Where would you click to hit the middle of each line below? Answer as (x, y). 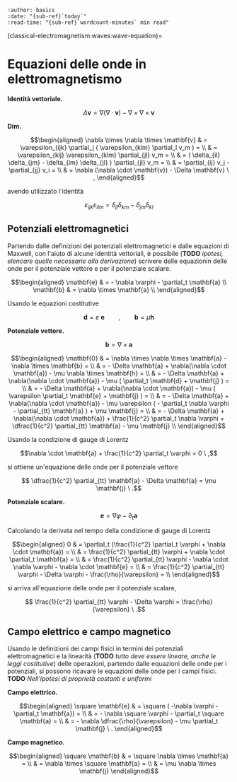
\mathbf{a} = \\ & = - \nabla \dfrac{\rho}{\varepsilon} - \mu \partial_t (119, 721)
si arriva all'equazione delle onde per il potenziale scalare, (92, 588)
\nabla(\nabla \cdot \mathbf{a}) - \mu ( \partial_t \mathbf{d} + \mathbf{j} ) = (119, 380)
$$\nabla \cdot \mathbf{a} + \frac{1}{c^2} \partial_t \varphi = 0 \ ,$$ (119, 453)
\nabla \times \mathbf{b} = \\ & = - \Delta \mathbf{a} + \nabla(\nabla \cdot (119, 366)
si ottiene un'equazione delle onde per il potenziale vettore (93, 467)
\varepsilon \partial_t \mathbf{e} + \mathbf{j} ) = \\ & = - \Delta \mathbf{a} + (119, 395)
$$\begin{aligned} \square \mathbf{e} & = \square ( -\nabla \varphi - (119, 706)
